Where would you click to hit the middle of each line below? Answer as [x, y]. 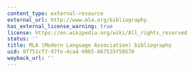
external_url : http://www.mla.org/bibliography [77, 20]
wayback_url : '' [30, 58]
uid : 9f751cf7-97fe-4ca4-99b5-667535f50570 [71, 52]
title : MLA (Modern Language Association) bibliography [89, 45]
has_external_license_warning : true [60, 26]
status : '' [23, 39]
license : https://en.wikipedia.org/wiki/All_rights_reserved [97, 33]
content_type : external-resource [55, 13]
